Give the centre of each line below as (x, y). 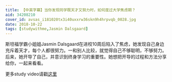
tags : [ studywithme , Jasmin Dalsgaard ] (47, 29)
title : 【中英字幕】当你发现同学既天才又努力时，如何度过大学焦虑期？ (70, 10)
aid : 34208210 (20, 15)
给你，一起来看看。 (26, 63)
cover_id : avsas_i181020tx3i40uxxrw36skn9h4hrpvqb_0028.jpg (71, 19)
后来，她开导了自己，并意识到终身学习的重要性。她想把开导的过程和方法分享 (86, 57)
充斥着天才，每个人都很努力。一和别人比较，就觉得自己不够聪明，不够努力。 (86, 50)
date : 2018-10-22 (24, 24)
